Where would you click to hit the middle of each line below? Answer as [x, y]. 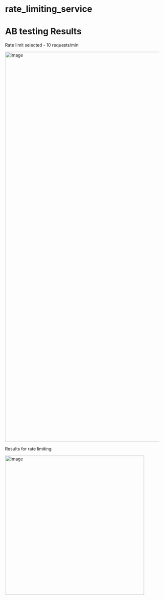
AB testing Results [43, 32]
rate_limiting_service [49, 9]
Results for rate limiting [28, 449]
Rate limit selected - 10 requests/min [42, 45]
